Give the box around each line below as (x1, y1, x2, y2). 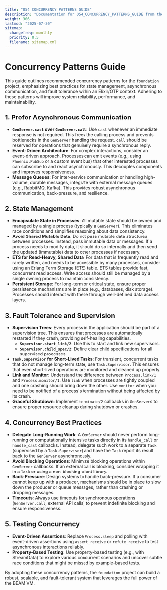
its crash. (12, 393, 31, 399)
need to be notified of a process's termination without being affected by (12, 388, 160, 394)
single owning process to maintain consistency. (12, 276, 110, 282)
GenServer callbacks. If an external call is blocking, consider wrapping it (12, 463, 159, 469)
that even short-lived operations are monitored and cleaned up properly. (12, 367, 161, 373)
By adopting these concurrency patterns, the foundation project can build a (5, 569, 160, 575)
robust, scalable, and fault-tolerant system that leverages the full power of (5, 575, 158, 581)
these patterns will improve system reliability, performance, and (5, 93, 136, 100)
